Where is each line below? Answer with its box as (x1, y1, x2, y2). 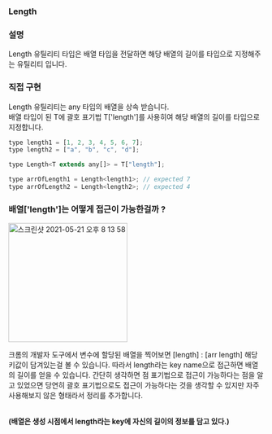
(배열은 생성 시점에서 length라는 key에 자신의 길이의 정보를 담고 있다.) (8, 417, 230, 427)
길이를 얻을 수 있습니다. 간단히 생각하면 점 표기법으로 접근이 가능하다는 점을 (16, 370, 256, 380)
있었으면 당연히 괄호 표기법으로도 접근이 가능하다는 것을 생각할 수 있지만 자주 (16, 380, 260, 390)
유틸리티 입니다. (16, 59, 67, 69)
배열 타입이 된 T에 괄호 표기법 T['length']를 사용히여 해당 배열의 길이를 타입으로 (8, 112, 260, 121)
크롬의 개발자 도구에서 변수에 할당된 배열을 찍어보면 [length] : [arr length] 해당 (8, 350, 258, 360)
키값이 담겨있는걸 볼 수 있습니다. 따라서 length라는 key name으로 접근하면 (8, 360, 244, 370)
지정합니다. (8, 122, 44, 132)
